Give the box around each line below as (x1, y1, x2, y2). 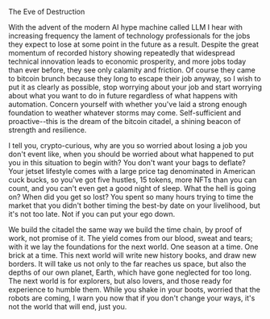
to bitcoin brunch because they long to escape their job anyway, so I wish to (8, 74, 262, 83)
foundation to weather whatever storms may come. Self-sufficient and (8, 108, 242, 118)
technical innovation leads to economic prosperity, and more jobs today (8, 56, 247, 66)
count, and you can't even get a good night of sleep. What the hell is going (8, 184, 256, 193)
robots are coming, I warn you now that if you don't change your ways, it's (8, 293, 255, 303)
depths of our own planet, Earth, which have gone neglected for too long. (8, 267, 252, 277)
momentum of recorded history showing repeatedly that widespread (8, 48, 235, 57)
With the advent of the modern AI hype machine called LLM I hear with (8, 23, 243, 31)
